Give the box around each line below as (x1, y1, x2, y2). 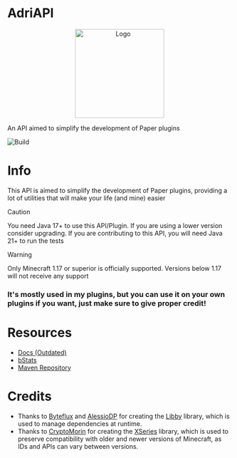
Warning (7, 250, 32, 259)
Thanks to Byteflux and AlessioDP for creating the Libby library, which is (17, 412, 230, 420)
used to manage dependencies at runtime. (17, 419, 142, 428)
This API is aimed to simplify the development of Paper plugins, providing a (7, 186, 228, 194)
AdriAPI (7, 5, 54, 21)
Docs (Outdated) (17, 348, 67, 357)
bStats (17, 355, 37, 364)
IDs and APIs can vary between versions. (17, 442, 139, 450)
